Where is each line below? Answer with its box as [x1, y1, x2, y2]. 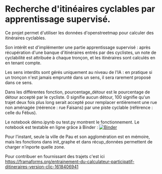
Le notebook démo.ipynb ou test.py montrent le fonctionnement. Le [5, 119, 140, 125]
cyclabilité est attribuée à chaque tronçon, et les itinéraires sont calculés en [5, 54, 156, 60]
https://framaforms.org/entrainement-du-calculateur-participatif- [5, 158, 134, 164]
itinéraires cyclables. [5, 35, 46, 41]
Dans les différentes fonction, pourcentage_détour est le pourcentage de [5, 89, 150, 95]
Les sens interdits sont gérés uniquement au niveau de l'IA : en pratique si [5, 69, 152, 75]
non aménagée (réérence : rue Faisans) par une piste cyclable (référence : [5, 104, 153, 110]
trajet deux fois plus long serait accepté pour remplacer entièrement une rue [5, 99, 157, 105]
